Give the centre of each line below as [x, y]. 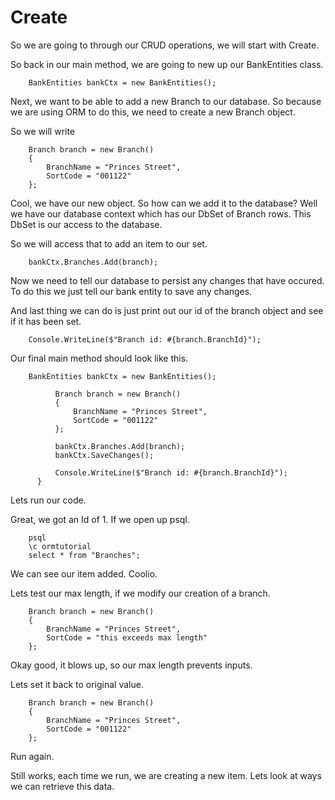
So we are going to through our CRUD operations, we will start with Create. [165, 45]
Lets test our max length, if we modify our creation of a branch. [140, 593]
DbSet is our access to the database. [86, 224]
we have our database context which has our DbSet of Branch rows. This [161, 213]
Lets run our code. [48, 500]
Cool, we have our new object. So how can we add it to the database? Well [164, 203]
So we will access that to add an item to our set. [109, 243]
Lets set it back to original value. [77, 684]
